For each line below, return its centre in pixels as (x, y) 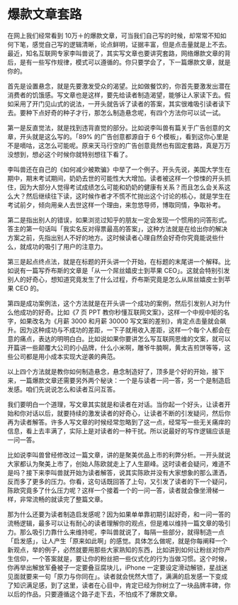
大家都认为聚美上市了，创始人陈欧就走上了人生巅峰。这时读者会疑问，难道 (116, 464)
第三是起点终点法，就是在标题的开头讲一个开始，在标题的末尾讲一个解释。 (116, 261)
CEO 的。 (29, 288)
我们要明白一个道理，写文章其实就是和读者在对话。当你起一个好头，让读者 (116, 404)
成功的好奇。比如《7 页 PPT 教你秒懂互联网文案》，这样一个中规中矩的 (121, 312)
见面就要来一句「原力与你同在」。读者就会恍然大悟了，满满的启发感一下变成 (118, 576)
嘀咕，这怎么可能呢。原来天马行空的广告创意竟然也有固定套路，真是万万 (125, 145)
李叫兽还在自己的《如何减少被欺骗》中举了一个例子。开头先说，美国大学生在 (119, 169)
